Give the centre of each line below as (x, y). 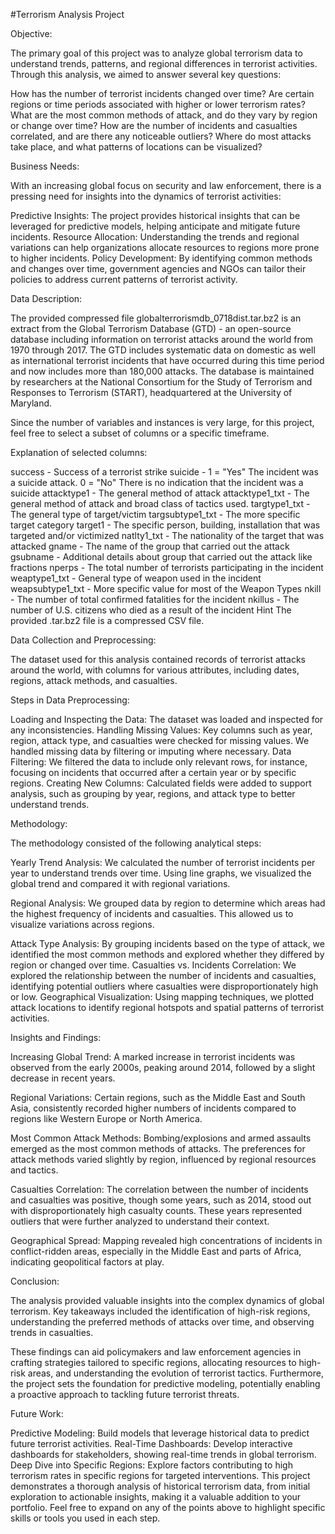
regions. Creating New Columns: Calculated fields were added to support (161, 783)
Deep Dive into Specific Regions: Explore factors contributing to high (151, 1465)
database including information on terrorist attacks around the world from (162, 339)
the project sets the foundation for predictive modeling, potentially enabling (165, 1383)
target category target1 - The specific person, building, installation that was (165, 525)
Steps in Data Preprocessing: (70, 700)
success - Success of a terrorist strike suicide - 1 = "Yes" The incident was (164, 472)
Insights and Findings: (56, 1037)
